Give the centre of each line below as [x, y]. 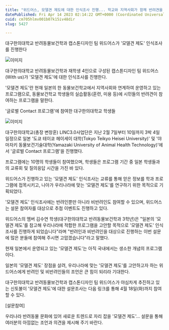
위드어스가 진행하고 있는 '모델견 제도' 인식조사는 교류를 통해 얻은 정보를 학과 [80, 179]
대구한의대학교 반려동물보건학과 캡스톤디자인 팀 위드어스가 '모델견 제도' [75, 43]
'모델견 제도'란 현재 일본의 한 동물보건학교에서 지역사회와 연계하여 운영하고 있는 [83, 88]
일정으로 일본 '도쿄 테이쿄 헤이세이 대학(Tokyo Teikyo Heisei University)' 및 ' [81, 139]
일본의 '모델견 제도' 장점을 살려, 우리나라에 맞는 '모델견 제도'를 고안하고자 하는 [82, 265]
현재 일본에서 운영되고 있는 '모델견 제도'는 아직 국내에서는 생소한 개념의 [75, 249]
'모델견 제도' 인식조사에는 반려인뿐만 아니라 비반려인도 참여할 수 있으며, [75, 202]
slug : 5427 [17, 24]
